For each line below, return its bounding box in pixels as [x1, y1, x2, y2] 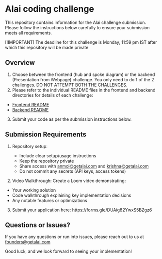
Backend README [12, 107, 49, 112]
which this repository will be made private [5, 44, 89, 50]
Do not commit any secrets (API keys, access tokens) [19, 168, 126, 174]
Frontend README [12, 101, 49, 108]
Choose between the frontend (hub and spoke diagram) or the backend [12, 72, 155, 77]
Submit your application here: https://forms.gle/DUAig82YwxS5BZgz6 [12, 207, 152, 213]
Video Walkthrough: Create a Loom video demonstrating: [12, 178, 126, 184]
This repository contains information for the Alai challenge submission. [5, 19, 146, 25]
